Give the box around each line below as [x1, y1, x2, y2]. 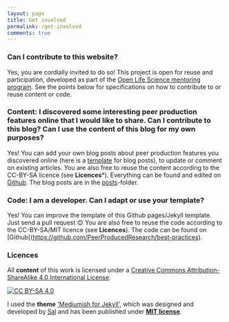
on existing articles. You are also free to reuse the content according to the [7, 163, 219, 171]
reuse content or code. [7, 90, 72, 98]
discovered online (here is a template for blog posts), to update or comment [7, 156, 222, 164]
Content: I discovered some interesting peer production [7, 107, 198, 117]
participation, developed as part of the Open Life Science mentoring [7, 75, 201, 84]
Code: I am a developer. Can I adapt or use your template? [7, 195, 205, 205]
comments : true [7, 29, 51, 37]
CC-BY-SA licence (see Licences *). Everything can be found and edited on [7, 171, 221, 179]
